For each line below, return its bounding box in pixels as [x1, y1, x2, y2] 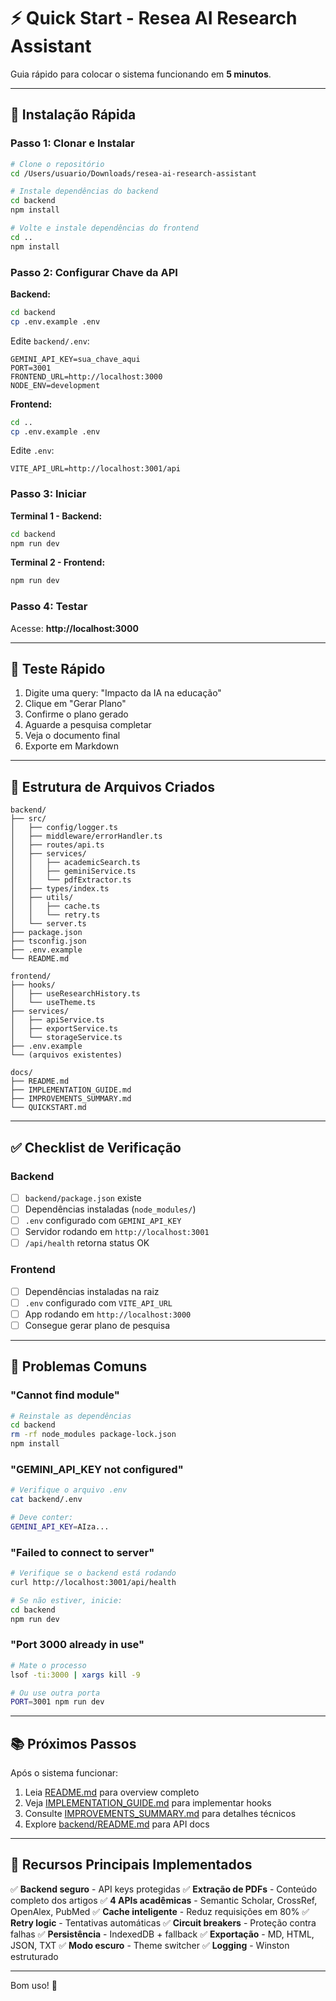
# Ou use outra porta [10, 1688, 101, 1698]
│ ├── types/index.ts [10, 884, 110, 894]
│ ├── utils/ [10, 893, 74, 903]
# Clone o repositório [10, 159, 105, 169]
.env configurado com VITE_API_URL [24, 1296, 173, 1309]
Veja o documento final [24, 730, 121, 742]
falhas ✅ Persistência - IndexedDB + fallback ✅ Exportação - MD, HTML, [10, 1928, 315, 1940]
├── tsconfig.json [10, 936, 87, 947]
